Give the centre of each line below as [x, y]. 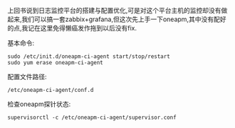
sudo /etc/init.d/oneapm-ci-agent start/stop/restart [89, 57]
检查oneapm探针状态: [39, 104]
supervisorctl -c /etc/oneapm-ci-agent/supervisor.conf [92, 117]
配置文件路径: [27, 77]
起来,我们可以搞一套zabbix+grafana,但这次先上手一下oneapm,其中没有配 [114, 19]
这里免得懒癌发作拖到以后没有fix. [89, 28]
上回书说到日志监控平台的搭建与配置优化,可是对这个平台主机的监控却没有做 [117, 10]
